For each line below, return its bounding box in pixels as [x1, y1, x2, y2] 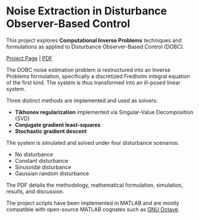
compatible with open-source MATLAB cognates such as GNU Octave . [6, 205, 180, 213]
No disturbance [14, 151, 54, 158]
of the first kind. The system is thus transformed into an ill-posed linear [6, 79, 181, 86]
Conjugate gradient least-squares [14, 121, 101, 128]
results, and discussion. [6, 187, 64, 195]
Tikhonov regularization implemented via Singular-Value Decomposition [14, 108, 194, 115]
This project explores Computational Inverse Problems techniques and [6, 36, 182, 44]
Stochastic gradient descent [14, 127, 87, 135]
